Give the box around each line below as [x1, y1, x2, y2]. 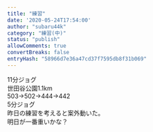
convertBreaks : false [7, 49, 70, 56]
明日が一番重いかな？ [7, 117, 68, 126]
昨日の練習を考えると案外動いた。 [7, 108, 105, 117]
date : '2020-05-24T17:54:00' [7, 17, 91, 24]
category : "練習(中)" [7, 29, 66, 37]
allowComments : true [7, 42, 67, 49]
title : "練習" [7, 10, 46, 17]
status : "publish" [7, 36, 60, 43]
